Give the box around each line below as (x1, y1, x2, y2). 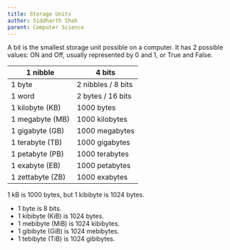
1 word (11, 91, 35, 101)
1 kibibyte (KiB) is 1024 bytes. (17, 212, 105, 221)
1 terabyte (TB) (11, 137, 63, 147)
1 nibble (26, 68, 55, 78)
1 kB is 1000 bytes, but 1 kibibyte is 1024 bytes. (7, 190, 145, 199)
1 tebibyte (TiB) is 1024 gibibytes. (17, 234, 115, 243)
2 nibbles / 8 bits (76, 80, 133, 90)
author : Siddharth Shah (7, 17, 78, 24)
